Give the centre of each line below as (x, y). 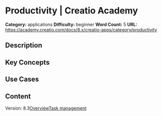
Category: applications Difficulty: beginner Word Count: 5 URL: (71, 24)
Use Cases (22, 79)
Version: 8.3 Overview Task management (46, 108)
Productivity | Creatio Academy (72, 11)
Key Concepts (27, 62)
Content (18, 96)
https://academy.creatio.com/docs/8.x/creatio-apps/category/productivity (81, 29)
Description (24, 46)
